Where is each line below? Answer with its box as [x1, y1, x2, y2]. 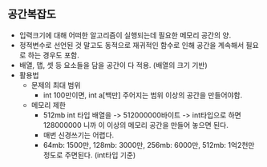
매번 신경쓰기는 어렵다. [42, 130, 115, 140]
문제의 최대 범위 [30, 80, 81, 89]
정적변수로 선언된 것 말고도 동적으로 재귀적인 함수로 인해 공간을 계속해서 [18, 40, 245, 50]
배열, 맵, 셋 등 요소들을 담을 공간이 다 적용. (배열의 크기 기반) [18, 60, 208, 70]
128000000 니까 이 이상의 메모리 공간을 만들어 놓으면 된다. [42, 120, 229, 129]
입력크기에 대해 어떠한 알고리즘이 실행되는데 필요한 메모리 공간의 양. [18, 30, 232, 40]
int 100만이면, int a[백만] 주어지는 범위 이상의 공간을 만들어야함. [42, 90, 243, 100]
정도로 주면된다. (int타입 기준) [42, 150, 136, 160]
